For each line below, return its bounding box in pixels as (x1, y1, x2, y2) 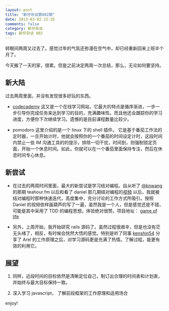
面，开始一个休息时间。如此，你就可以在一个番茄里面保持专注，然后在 (12, 146, 158, 152)
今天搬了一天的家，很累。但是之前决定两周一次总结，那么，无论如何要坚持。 (5, 63, 164, 68)
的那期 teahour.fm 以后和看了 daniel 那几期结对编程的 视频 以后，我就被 (12, 189, 160, 195)
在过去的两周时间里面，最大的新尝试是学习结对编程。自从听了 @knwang (12, 182, 162, 189)
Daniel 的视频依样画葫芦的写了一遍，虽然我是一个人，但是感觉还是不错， (12, 201, 163, 207)
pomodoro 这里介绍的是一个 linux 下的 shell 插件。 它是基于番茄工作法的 (12, 127, 162, 133)
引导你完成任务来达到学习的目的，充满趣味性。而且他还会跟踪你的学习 (17, 109, 162, 116)
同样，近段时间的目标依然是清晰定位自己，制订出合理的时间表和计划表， (12, 273, 162, 279)
